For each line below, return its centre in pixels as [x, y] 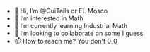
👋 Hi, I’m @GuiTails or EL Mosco [61, 11]
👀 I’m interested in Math [48, 18]
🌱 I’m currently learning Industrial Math [71, 26]
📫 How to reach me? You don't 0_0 [66, 41]
